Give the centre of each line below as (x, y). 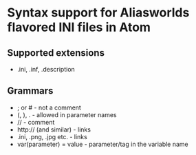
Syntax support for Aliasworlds (98, 13)
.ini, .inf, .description (46, 69)
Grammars (30, 91)
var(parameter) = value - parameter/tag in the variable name (102, 144)
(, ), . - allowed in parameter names (67, 114)
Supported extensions (56, 53)
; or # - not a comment (49, 107)
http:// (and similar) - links (54, 130)
